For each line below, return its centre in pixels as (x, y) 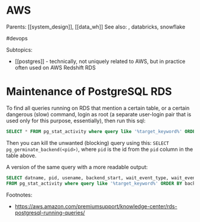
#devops (17, 38)
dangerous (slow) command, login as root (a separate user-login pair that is (99, 114)
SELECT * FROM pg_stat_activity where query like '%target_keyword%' (94, 131)
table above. (21, 156)
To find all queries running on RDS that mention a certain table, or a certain (98, 108)
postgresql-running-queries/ (50, 213)
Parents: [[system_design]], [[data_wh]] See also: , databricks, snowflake (96, 27)
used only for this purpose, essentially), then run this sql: (76, 120)
